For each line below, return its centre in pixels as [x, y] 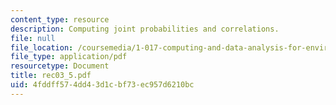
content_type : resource [60, 19]
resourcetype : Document [60, 66]
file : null [33, 38]
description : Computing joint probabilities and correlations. [145, 29]
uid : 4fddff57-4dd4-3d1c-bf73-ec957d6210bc [102, 85]
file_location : [42, 47]
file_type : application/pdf [69, 57]
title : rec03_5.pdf [51, 76]
